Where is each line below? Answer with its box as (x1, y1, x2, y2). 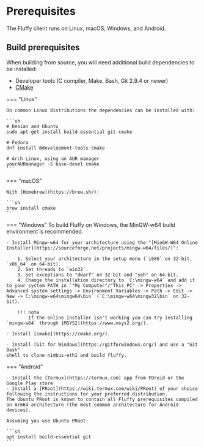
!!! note (17, 309, 40, 315)
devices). (6, 407, 32, 413)
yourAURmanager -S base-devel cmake (6, 161, 100, 167)
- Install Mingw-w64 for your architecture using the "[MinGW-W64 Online (6, 239, 199, 246)
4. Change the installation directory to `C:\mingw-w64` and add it (17, 277, 195, 283)
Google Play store (6, 380, 53, 386)
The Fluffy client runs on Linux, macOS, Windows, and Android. (6, 25, 166, 32)
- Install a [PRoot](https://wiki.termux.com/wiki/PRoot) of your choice (6, 385, 199, 392)
